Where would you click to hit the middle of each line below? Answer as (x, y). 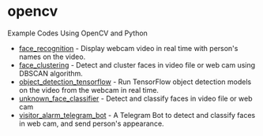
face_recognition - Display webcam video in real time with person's (128, 48)
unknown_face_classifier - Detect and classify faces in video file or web (135, 98)
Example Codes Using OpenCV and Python (77, 33)
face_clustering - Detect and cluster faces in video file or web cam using (137, 64)
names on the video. (52, 57)
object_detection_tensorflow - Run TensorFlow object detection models (135, 82)
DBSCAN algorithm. (51, 73)
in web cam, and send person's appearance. (91, 123)
